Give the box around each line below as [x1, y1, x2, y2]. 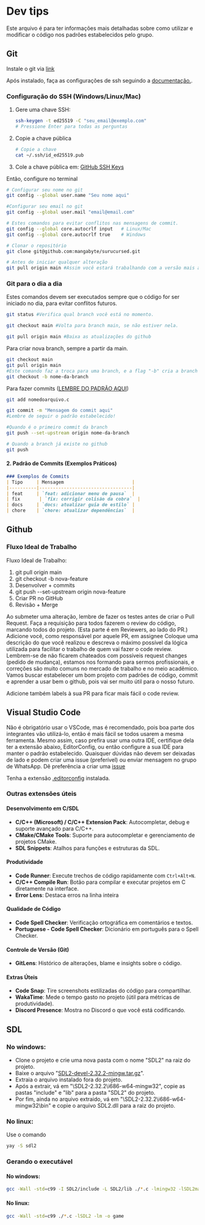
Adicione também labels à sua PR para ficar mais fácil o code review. [6, 690, 180, 697]
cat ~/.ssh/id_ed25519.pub [15, 152, 84, 158]
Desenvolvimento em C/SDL [6, 805, 79, 812]
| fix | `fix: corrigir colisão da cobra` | [6, 496, 140, 502]
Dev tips [6, 4, 49, 18]
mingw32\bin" [15, 1102, 51, 1109]
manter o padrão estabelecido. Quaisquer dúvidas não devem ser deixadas [6, 749, 195, 757]
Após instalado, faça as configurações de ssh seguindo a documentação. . [6, 76, 193, 84]
